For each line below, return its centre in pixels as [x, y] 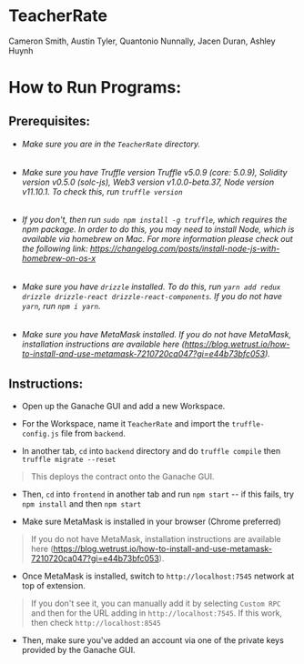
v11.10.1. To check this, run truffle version [102, 191]
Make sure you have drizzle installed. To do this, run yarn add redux [151, 287]
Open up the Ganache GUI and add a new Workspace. [123, 406]
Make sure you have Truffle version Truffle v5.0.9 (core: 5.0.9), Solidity [154, 172]
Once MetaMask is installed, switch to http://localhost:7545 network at [158, 576]
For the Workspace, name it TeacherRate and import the [126, 423]
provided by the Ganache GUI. [78, 649]
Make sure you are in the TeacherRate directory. [111, 144]
